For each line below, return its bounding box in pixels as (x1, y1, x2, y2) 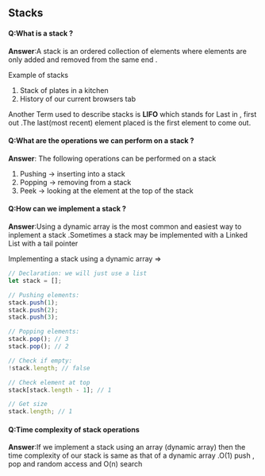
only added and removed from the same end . (8, 55, 158, 64)
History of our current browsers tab (19, 94, 136, 103)
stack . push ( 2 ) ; (8, 306, 59, 314)
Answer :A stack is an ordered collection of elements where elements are (8, 46, 248, 56)
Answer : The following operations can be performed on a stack (8, 153, 217, 163)
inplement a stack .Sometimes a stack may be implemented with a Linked (8, 230, 248, 239)
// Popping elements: (8, 327, 80, 336)
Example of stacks (8, 70, 69, 79)
